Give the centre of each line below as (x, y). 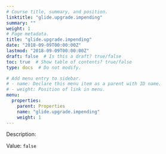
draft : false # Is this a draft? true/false (64, 56)
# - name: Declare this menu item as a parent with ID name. (84, 84)
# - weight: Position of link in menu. (56, 90)
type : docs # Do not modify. (44, 67)
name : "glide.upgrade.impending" (59, 111)
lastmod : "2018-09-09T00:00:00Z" (48, 51)
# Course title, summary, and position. (57, 12)
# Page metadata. (28, 34)
